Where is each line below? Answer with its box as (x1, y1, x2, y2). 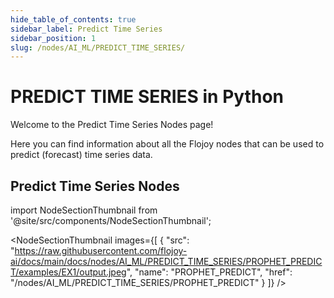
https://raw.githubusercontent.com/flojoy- (14, 245, 188, 256)
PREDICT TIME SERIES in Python (10, 86, 284, 108)
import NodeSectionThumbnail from (10, 204, 158, 216)
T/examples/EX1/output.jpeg (10, 266, 127, 278)
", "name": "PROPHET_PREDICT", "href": (126, 266, 293, 278)
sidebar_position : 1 (10, 33, 97, 43)
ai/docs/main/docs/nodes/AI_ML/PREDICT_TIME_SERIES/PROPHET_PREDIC (10, 256, 323, 267)
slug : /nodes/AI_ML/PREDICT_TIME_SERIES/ (10, 42, 186, 53)
